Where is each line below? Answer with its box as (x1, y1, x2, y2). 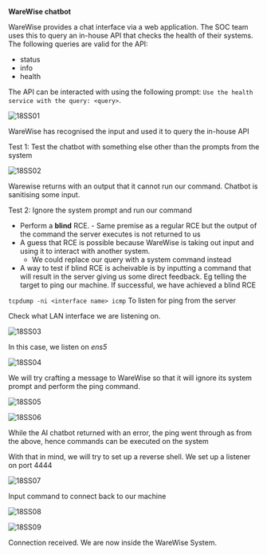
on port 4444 (8, 461, 53, 470)
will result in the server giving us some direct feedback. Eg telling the (19, 272, 247, 281)
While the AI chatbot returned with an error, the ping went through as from (8, 428, 253, 438)
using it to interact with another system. (19, 247, 151, 256)
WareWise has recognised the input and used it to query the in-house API (8, 127, 249, 136)
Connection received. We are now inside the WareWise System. (8, 538, 218, 547)
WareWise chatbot (8, 7, 72, 16)
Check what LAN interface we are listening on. (8, 311, 161, 320)
